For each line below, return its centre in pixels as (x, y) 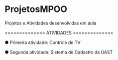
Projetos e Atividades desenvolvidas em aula (51, 23)
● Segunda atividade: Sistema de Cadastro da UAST (59, 52)
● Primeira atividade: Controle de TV (43, 42)
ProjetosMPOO (36, 9)
